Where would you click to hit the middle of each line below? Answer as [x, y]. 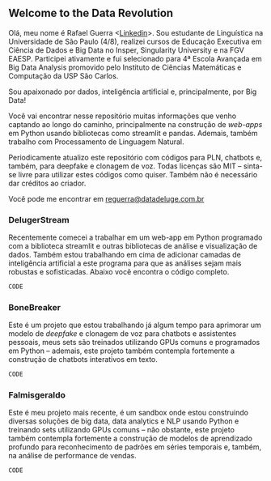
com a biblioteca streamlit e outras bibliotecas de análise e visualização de [133, 246]
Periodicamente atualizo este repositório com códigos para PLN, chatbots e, [135, 157]
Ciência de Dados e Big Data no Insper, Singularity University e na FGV [126, 50]
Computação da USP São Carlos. [64, 75]
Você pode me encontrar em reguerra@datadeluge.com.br [106, 198]
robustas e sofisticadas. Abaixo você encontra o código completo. [119, 272]
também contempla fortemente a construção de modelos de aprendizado [131, 438]
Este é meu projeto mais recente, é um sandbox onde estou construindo [129, 413]
